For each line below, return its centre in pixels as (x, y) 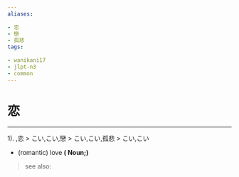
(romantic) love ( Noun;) (53, 153)
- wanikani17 (27, 60)
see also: (38, 166)
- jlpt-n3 (22, 67)
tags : (15, 47)
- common (20, 73)
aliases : (20, 14)
